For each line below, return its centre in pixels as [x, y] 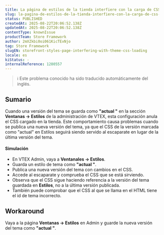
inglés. [24, 84]
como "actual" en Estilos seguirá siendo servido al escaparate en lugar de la [82, 132]
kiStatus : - [17, 60]
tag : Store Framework [27, 46]
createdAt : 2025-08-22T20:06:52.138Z [43, 23]
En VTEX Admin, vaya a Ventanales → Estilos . [59, 159]
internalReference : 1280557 [34, 64]
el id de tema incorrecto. [37, 196]
